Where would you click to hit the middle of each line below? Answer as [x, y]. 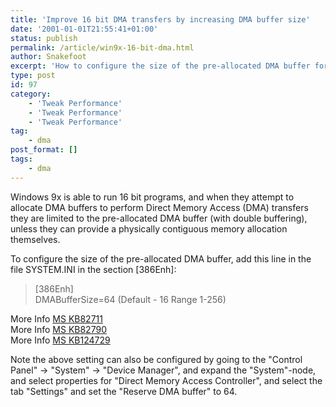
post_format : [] [44, 150]
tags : [21, 159]
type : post [33, 76]
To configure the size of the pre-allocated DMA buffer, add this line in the [161, 258]
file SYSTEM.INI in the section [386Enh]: [93, 269]
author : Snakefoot [48, 57]
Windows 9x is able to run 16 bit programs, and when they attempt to [152, 197]
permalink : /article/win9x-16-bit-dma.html [102, 47]
